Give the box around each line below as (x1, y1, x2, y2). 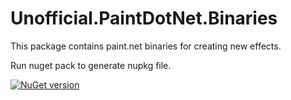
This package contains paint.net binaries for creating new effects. (10, 40, 282, 52)
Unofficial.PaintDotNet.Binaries (10, 7, 278, 30)
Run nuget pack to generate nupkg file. (10, 59, 172, 71)
